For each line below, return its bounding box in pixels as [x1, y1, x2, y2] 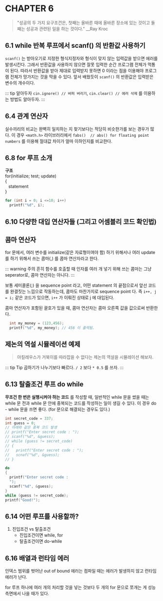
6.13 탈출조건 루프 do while [5, 380, 84, 388]
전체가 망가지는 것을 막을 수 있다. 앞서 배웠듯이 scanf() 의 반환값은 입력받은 [10, 74, 154, 80]
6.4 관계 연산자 [5, 112, 48, 120]
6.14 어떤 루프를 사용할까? [5, 512, 79, 520]
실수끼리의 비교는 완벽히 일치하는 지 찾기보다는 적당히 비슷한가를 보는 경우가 [5, 126, 149, 132]
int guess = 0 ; [5, 421, 36, 426]
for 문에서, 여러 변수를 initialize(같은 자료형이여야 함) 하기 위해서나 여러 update [5, 250, 156, 256]
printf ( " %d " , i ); [9, 203, 45, 208]
